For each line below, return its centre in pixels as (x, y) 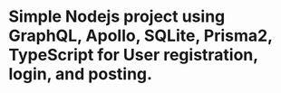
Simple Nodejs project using (117, 17)
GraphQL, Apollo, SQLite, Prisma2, (140, 36)
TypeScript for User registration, (134, 55)
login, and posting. (81, 74)
